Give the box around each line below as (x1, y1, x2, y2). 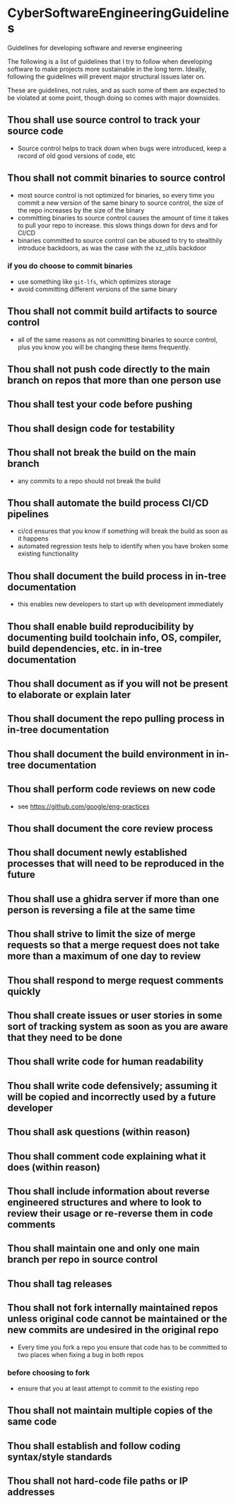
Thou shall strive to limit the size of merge (7, 928, 196, 940)
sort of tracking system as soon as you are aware (7, 1020, 228, 1032)
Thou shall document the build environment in (7, 748, 215, 760)
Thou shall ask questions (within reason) (7, 1126, 191, 1138)
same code (7, 1416, 57, 1428)
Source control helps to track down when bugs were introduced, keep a (17, 144, 227, 152)
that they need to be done (7, 1032, 123, 1043)
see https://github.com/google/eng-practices (17, 802, 150, 811)
